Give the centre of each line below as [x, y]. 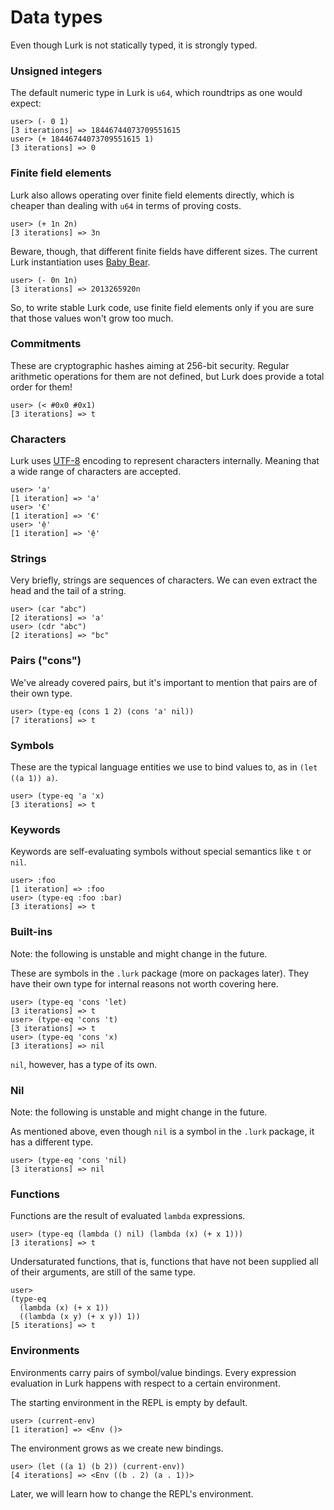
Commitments [46, 344]
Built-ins [31, 932]
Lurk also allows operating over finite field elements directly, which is [152, 195]
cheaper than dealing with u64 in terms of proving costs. [126, 205]
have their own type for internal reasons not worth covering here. [144, 983]
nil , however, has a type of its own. [84, 1064]
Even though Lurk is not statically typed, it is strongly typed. [134, 45]
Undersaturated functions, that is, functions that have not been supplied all [164, 1262]
